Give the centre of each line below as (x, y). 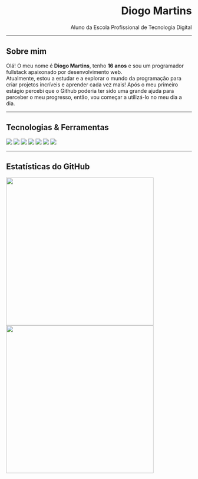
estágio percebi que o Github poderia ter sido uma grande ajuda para (90, 90)
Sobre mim (27, 51)
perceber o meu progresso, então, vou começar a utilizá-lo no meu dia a (94, 97)
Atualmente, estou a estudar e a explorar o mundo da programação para (94, 78)
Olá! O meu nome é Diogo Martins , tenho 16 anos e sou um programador (95, 66)
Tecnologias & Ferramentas (57, 127)
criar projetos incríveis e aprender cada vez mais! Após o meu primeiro (92, 85)
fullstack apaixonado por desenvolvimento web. (64, 72)
